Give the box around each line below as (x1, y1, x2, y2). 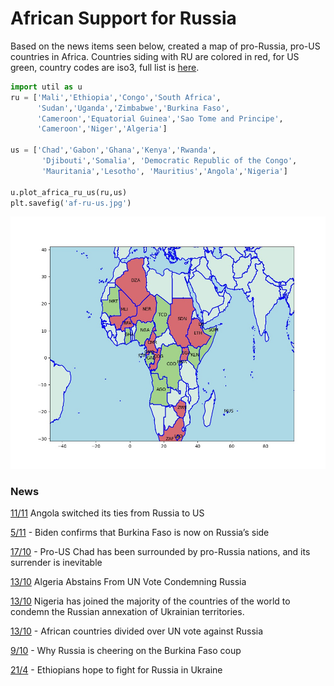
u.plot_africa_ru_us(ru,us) (10, 187, 128, 197)
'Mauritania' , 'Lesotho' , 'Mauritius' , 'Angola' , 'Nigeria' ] (41, 166, 288, 176)
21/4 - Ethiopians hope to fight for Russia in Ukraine (10, 663, 223, 676)
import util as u (10, 82, 83, 92)
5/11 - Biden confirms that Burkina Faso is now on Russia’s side (10, 526, 270, 538)
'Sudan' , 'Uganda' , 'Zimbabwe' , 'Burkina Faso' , (36, 103, 230, 113)
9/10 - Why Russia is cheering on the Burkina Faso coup (10, 644, 242, 656)
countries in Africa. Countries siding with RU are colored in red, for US (10, 50, 300, 62)
